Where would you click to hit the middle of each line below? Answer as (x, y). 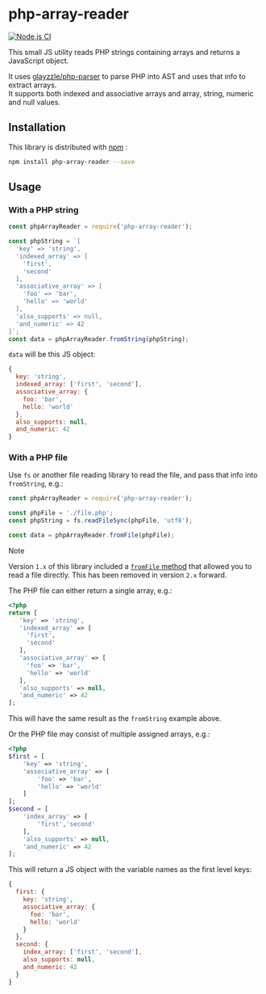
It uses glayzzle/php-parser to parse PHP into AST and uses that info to (127, 76)
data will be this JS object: (52, 354)
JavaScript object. (39, 61)
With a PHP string (44, 209)
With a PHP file (38, 457)
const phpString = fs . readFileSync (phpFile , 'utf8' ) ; (101, 521)
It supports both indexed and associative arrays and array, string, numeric (131, 93)
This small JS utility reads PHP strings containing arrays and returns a (124, 52)
